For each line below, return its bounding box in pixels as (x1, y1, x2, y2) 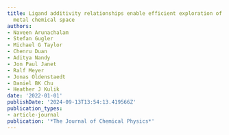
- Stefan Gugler (7, 35, 53, 42)
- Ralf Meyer (7, 67, 45, 74)
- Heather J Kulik (7, 86, 60, 93)
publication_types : (7, 105, 63, 112)
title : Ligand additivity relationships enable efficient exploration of (7, 10, 223, 17)
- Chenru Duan (7, 48, 48, 55)
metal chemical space (13, 16, 75, 23)
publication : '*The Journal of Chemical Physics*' (7, 117, 155, 125)
